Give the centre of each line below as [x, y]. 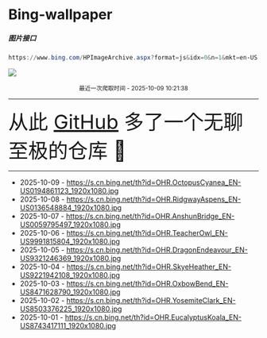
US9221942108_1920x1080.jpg [70, 275]
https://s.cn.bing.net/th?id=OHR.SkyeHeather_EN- [149, 267]
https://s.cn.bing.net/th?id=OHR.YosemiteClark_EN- [151, 301]
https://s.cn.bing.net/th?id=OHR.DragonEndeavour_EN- [157, 250]
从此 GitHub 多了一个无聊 [126, 122]
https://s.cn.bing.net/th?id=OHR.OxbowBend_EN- [147, 284]
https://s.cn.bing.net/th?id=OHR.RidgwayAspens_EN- [154, 199]
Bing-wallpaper [60, 15]
